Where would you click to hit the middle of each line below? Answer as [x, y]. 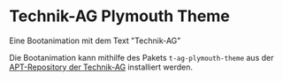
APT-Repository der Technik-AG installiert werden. [101, 67]
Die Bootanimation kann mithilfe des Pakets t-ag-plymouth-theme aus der [141, 57]
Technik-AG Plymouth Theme [119, 16]
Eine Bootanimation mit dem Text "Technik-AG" [95, 40]
